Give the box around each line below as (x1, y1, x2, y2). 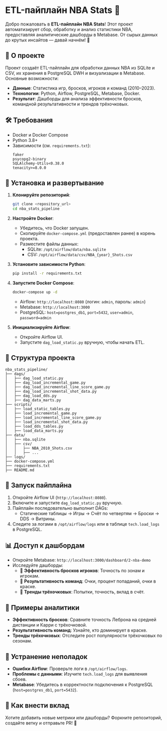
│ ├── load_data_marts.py (5, 428, 64, 433)
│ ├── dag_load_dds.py (5, 393, 57, 398)
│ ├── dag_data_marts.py (5, 397, 61, 403)
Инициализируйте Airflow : (12, 324, 71, 330)
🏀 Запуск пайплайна (5, 481, 72, 490)
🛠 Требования (5, 116, 53, 124)
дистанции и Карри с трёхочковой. (12, 622, 87, 628)
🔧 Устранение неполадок (5, 652, 88, 661)
